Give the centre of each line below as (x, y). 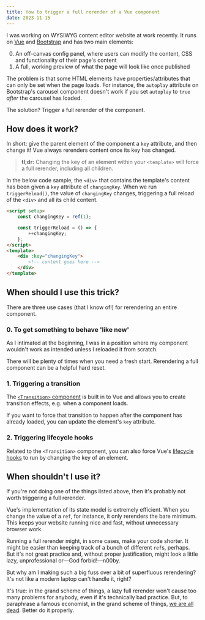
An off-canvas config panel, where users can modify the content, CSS (104, 53)
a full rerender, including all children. (67, 168)
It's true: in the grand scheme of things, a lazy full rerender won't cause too (102, 591)
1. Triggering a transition (43, 383)
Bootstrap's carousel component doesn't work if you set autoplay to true (99, 91)
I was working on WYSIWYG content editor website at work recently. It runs (102, 35)
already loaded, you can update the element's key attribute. (81, 422)
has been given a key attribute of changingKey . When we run (82, 187)
